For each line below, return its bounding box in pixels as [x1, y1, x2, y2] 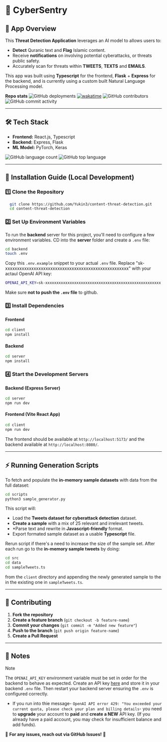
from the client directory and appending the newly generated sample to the [5, 574, 162, 580]
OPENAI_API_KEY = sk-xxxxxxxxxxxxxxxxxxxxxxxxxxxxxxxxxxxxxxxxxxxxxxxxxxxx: [5, 280, 164, 286]
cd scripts [5, 492, 28, 497]
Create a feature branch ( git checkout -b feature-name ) [12, 617, 130, 623]
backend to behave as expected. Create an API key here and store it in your [5, 680, 160, 686]
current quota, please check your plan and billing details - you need [12, 706, 162, 712]
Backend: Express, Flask [12, 139, 64, 145]
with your [131, 265, 152, 271]
